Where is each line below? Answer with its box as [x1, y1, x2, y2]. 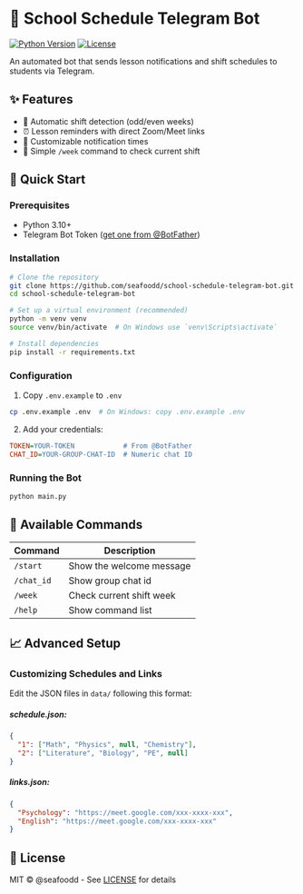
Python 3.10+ [22, 220, 73, 231]
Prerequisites [9, 199, 70, 212]
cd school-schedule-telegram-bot [9, 290, 136, 299]
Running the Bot [9, 472, 82, 484]
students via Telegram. [9, 65, 95, 76]
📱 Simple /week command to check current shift [22, 145, 200, 156]
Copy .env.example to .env [22, 390, 122, 401]
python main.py [9, 492, 67, 501]
